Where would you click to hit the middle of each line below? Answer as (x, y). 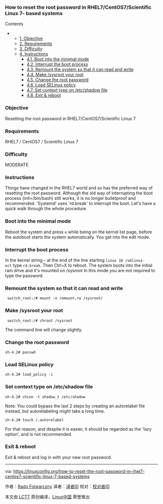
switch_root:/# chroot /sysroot (40, 321)
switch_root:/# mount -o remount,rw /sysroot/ (55, 298)
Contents (14, 24)
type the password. (24, 276)
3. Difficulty (31, 49)
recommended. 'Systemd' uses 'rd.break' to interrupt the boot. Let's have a (81, 204)
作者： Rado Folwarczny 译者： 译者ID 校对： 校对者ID (57, 486)
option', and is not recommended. (39, 434)
